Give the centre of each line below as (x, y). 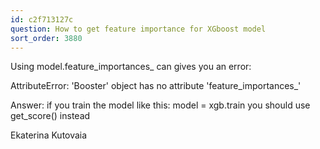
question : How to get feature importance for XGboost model (138, 29)
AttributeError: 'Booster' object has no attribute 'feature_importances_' (156, 86)
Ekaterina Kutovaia (49, 135)
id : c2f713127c (42, 19)
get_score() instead (50, 116)
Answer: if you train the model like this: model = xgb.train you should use (160, 105)
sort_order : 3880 (46, 38)
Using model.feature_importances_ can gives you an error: (131, 67)
